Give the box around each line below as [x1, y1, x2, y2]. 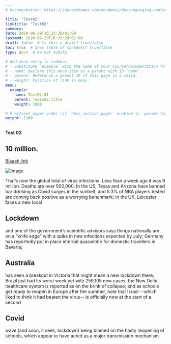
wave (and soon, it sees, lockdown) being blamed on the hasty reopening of [5, 327, 165, 334]
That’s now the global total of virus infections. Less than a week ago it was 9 [5, 177, 165, 183]
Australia [5, 258, 35, 268]
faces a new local [5, 199, 42, 205]
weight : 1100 [5, 116, 33, 121]
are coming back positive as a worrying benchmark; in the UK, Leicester [5, 194, 157, 200]
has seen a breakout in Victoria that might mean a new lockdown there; [5, 272, 154, 278]
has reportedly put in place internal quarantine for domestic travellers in [5, 238, 156, 245]
